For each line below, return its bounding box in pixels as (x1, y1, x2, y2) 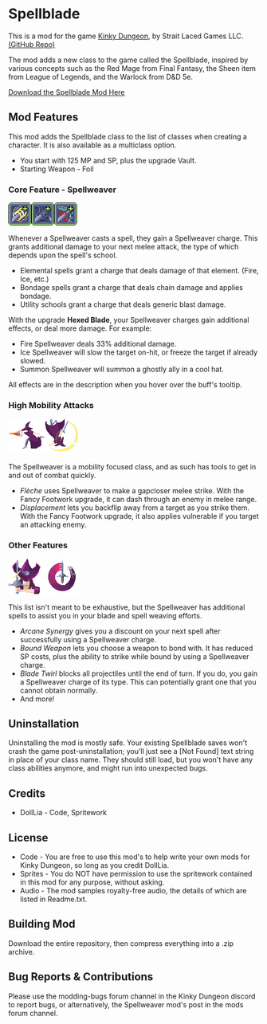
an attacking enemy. (19, 520, 87, 530)
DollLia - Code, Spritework (19, 808, 108, 818)
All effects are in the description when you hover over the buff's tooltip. (8, 380, 242, 390)
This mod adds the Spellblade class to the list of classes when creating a (8, 131, 247, 141)
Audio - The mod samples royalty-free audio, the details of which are (19, 886, 247, 896)
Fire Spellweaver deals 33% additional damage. (19, 339, 177, 349)
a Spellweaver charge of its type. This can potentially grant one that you (19, 677, 257, 686)
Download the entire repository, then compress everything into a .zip (8, 938, 234, 948)
